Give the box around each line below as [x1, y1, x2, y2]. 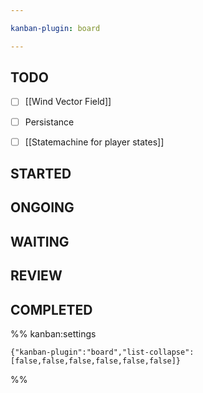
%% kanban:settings [10, 328, 97, 340]
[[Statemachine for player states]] [24, 136, 165, 148]
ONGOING [10, 199, 75, 216]
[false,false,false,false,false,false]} [10, 356, 182, 366]
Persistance [24, 116, 75, 128]
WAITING [10, 233, 70, 250]
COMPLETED [10, 301, 93, 318]
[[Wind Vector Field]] [24, 96, 112, 108]
